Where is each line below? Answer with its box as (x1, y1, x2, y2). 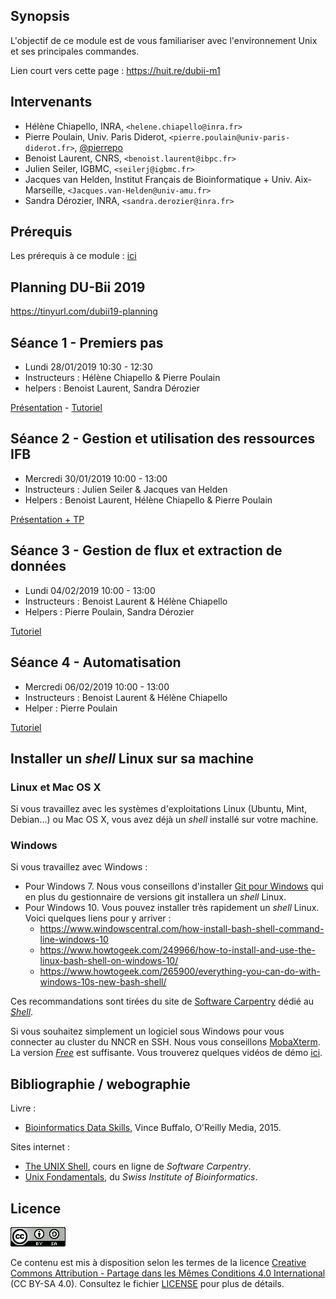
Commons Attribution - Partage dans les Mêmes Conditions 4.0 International (10, 1267, 326, 1279)
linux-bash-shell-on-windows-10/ (39, 955, 179, 967)
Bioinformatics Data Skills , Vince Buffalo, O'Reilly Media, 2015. (24, 1122, 282, 1134)
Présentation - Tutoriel (10, 402, 103, 414)
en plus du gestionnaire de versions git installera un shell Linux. (24, 891, 287, 903)
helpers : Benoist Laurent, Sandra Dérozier (24, 382, 201, 394)
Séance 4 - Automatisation (10, 654, 182, 671)
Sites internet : (10, 1141, 71, 1153)
